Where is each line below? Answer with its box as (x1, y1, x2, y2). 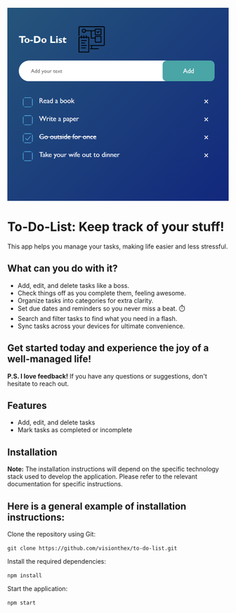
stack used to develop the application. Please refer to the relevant (7, 472, 198, 481)
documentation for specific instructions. (7, 480, 123, 488)
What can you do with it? (7, 263, 118, 274)
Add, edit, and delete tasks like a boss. (17, 281, 130, 289)
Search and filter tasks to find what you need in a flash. (17, 314, 178, 322)
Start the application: (7, 584, 68, 593)
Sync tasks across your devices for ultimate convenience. (17, 322, 185, 330)
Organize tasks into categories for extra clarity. (17, 296, 154, 305)
